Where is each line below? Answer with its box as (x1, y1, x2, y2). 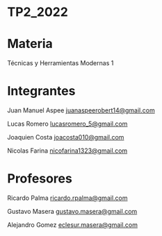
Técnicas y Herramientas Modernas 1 (7, 59, 114, 67)
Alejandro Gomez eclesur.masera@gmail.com (7, 221, 138, 229)
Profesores (7, 171, 73, 187)
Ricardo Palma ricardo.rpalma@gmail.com (7, 194, 128, 202)
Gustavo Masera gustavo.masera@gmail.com (7, 208, 138, 215)
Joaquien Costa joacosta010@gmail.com (7, 133, 124, 142)
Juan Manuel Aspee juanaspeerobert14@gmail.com (7, 106, 155, 115)
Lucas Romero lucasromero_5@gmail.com (7, 119, 128, 128)
